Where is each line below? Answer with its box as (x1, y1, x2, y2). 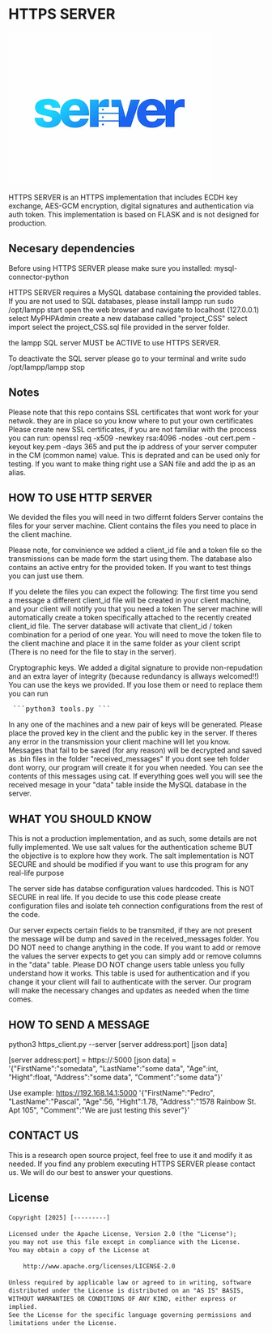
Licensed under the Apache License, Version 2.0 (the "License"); (8, 1229, 237, 1237)
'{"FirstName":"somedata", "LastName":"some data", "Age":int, (8, 1064, 219, 1073)
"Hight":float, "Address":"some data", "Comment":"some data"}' (8, 1072, 223, 1082)
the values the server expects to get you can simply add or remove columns (8, 951, 261, 961)
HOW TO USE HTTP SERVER (8, 491, 152, 504)
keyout (8, 441, 32, 451)
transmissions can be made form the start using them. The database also (8, 554, 253, 564)
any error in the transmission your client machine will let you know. (8, 737, 231, 747)
